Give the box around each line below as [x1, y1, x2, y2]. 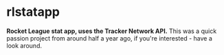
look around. [6, 41, 43, 49]
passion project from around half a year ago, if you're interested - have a [6, 34, 212, 42]
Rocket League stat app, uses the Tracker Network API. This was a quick [6, 27, 217, 35]
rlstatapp [6, 4, 60, 20]
